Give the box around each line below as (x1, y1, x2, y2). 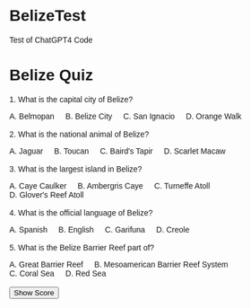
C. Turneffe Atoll (153, 180, 211, 190)
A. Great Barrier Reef (9, 259, 83, 269)
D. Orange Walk (185, 110, 242, 121)
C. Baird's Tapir (100, 145, 153, 156)
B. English (57, 224, 94, 234)
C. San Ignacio (123, 110, 176, 121)
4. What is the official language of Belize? (9, 207, 153, 217)
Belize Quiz (9, 66, 94, 84)
